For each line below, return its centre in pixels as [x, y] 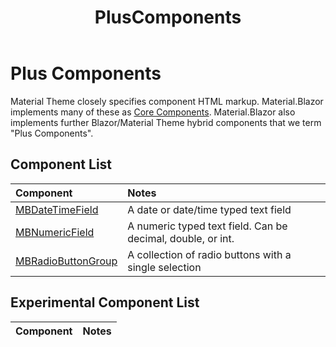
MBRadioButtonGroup [66, 261]
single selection [164, 267]
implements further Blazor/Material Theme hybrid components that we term [166, 122]
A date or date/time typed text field [209, 209]
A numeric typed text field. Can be [207, 226]
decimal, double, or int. [181, 238]
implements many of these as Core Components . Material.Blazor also [153, 112]
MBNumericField [55, 232]
